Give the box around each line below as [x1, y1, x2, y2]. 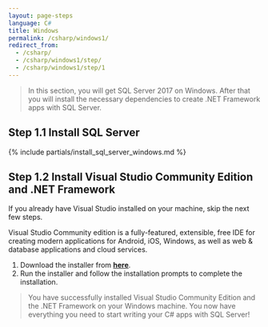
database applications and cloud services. [8, 245, 148, 254]
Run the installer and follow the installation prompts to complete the [19, 269, 242, 278]
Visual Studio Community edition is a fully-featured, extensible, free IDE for [8, 228, 256, 237]
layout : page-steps [8, 11, 74, 20]
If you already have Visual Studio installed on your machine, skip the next [8, 204, 250, 213]
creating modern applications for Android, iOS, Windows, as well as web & [8, 237, 254, 246]
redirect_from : [8, 42, 59, 50]
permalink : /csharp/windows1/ [8, 34, 110, 42]
